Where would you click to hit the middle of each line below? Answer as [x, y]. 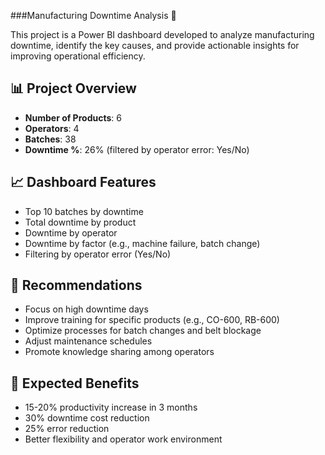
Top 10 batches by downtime [84, 211]
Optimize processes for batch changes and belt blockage [143, 331]
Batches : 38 [50, 139]
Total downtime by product [80, 222]
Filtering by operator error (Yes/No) [98, 254]
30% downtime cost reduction [87, 418]
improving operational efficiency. [78, 56]
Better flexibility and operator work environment [123, 439]
